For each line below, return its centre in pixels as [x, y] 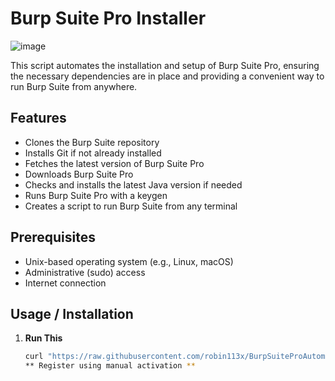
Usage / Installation [72, 313]
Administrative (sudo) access [85, 272]
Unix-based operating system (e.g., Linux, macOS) [129, 261]
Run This [43, 338]
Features [38, 118]
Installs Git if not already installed [93, 153]
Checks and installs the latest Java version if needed [133, 184]
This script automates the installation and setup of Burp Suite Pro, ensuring [165, 65]
